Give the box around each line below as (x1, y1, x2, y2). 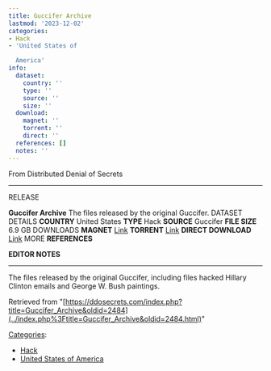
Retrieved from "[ (8, 297, 66, 306)
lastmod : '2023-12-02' (8, 19, 85, 27)
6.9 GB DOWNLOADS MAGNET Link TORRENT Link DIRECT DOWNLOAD (8, 225, 252, 234)
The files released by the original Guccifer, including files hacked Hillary (8, 272, 248, 282)
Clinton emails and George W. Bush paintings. (8, 280, 161, 291)
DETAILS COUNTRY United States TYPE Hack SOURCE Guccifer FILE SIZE (8, 216, 256, 226)
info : (8, 64, 27, 73)
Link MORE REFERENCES (8, 234, 93, 243)
